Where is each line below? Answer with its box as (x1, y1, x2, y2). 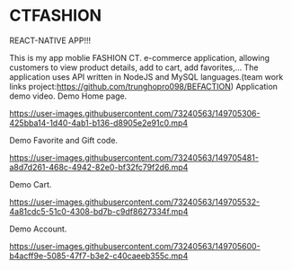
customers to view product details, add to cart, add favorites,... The (9, 62, 259, 73)
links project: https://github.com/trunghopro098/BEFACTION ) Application (9, 81, 279, 91)
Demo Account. (9, 223, 67, 234)
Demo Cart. (9, 179, 52, 189)
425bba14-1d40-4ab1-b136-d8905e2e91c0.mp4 (9, 118, 189, 128)
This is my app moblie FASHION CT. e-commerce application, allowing (9, 52, 270, 63)
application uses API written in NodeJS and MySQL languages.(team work (9, 71, 284, 82)
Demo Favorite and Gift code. (9, 135, 119, 145)
